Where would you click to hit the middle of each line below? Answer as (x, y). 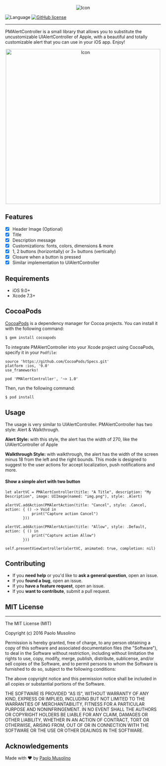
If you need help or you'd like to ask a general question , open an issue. (85, 575)
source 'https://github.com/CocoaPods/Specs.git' (57, 361)
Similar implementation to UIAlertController (56, 262)
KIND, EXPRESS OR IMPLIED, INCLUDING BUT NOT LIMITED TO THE (75, 699)
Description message (34, 240)
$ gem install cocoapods (31, 337)
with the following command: (35, 328)
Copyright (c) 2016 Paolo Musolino (40, 633)
